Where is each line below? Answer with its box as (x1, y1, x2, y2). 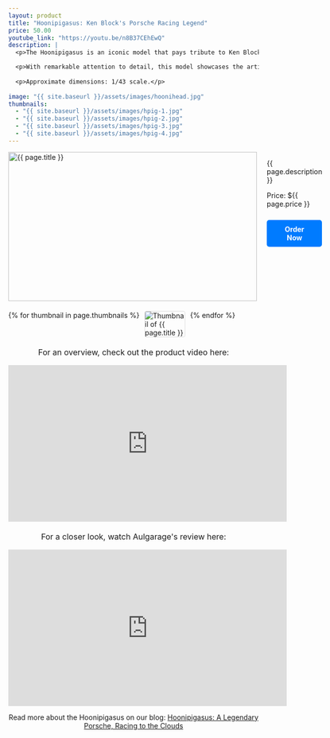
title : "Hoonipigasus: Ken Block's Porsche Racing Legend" (8, 19, 208, 27)
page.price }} (266, 199, 310, 208)
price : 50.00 (8, 26, 52, 34)
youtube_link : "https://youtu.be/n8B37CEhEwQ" (8, 33, 165, 42)
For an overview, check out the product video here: (38, 347, 229, 358)
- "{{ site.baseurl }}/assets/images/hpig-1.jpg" (15, 107, 183, 115)
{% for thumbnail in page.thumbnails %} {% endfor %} (8, 310, 236, 320)
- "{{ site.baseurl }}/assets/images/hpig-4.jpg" (15, 130, 183, 138)
